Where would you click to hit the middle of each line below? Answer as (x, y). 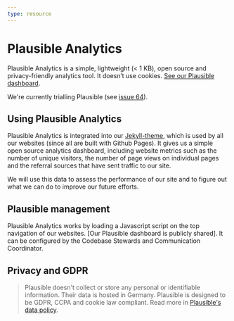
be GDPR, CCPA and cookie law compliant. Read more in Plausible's (123, 302)
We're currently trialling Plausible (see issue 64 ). (78, 96)
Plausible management (59, 209)
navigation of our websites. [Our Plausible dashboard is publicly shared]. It (115, 234)
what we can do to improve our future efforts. (73, 187)
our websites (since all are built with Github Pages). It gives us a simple (110, 143)
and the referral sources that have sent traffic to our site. (89, 165)
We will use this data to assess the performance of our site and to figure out (117, 180)
